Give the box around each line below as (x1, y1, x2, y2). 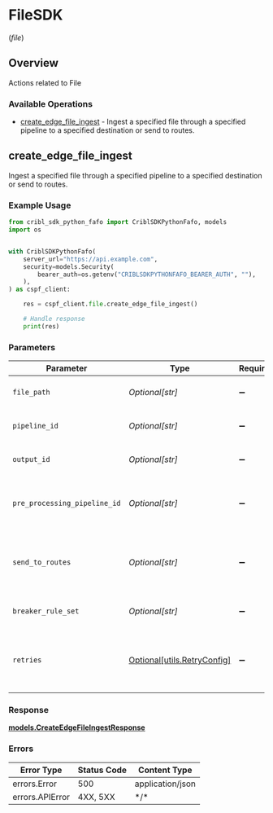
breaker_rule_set (12, 607, 80, 616)
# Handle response (23, 315, 85, 323)
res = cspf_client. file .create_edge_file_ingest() (23, 300, 198, 309)
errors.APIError (12, 791, 71, 802)
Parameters (8, 341, 55, 353)
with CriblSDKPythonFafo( (8, 247, 96, 256)
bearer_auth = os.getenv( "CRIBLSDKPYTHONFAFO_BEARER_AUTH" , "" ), (37, 270, 256, 279)
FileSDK (8, 6, 63, 24)
